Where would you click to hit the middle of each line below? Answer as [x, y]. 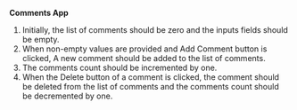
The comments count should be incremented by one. [120, 67]
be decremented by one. [67, 96]
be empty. [41, 39]
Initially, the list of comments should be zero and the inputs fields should [155, 30]
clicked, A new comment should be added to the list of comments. [144, 58]
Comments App [39, 13]
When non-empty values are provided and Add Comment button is [144, 49]
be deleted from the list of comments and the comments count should [150, 86]
